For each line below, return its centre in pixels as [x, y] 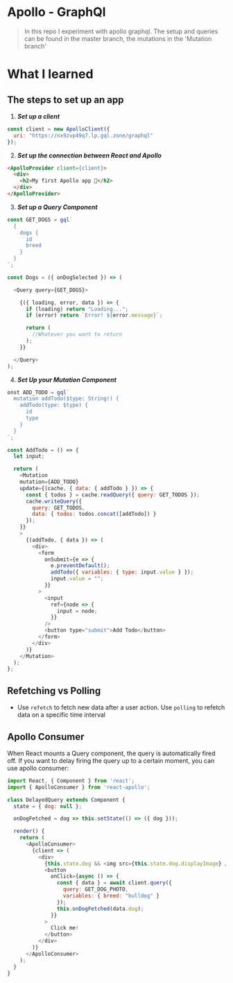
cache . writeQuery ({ [53, 501]
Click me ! [65, 928]
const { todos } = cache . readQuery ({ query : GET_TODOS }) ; [112, 495]
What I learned [50, 74]
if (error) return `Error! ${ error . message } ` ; [94, 316]
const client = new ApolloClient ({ [59, 129]
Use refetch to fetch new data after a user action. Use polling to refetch [121, 707]
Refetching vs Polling [54, 690]
